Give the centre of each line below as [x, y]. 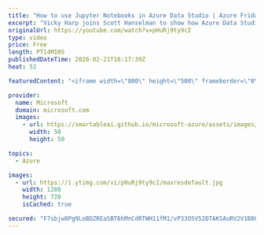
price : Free [27, 45]
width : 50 [45, 132]
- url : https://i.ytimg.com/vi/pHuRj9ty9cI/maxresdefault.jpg [119, 182]
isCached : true [47, 205]
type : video [27, 37]
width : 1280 [42, 190]
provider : [24, 95]
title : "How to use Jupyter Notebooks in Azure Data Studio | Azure [123, 15]
